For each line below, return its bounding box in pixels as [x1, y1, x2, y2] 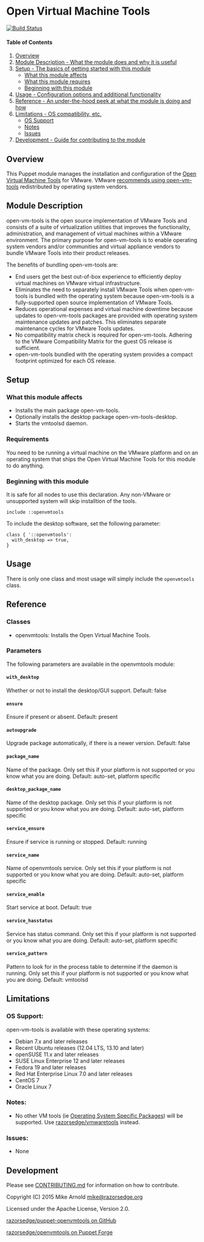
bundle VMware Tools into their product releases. [6, 249, 130, 257]
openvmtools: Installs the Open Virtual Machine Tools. [15, 631, 151, 638]
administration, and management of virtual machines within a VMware [6, 230, 182, 237]
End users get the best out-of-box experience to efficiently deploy [15, 273, 181, 280]
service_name [6, 852, 40, 858]
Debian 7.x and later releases [15, 1038, 88, 1045]
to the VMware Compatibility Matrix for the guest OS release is [15, 337, 172, 345]
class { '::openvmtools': [6, 532, 72, 538]
